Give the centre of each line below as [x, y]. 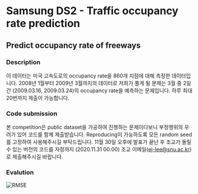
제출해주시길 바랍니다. [38, 157]
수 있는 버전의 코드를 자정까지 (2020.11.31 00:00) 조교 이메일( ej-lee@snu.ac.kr [98, 150]
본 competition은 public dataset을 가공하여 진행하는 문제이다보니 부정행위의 [95, 127]
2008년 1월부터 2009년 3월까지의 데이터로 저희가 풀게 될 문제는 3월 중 [100, 83]
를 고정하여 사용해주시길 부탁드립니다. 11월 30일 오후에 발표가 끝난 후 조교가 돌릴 [99, 142]
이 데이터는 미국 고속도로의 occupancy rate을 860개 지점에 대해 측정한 [88, 76]
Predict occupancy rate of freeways [73, 45]
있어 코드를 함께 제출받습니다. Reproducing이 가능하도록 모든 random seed [104, 135]
